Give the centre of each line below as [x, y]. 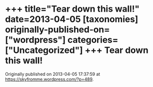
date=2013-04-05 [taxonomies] [72, 19]
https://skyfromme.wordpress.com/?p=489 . [50, 79]
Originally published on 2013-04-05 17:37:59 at [53, 74]
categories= [93, 40]
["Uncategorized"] [44, 50]
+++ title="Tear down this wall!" [72, 9]
